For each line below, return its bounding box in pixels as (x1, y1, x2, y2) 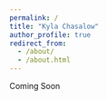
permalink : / (9, 13, 59, 23)
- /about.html (17, 55, 71, 65)
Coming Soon (9, 81, 61, 91)
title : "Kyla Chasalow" (9, 22, 100, 31)
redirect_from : (9, 38, 67, 48)
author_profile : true (9, 30, 92, 39)
